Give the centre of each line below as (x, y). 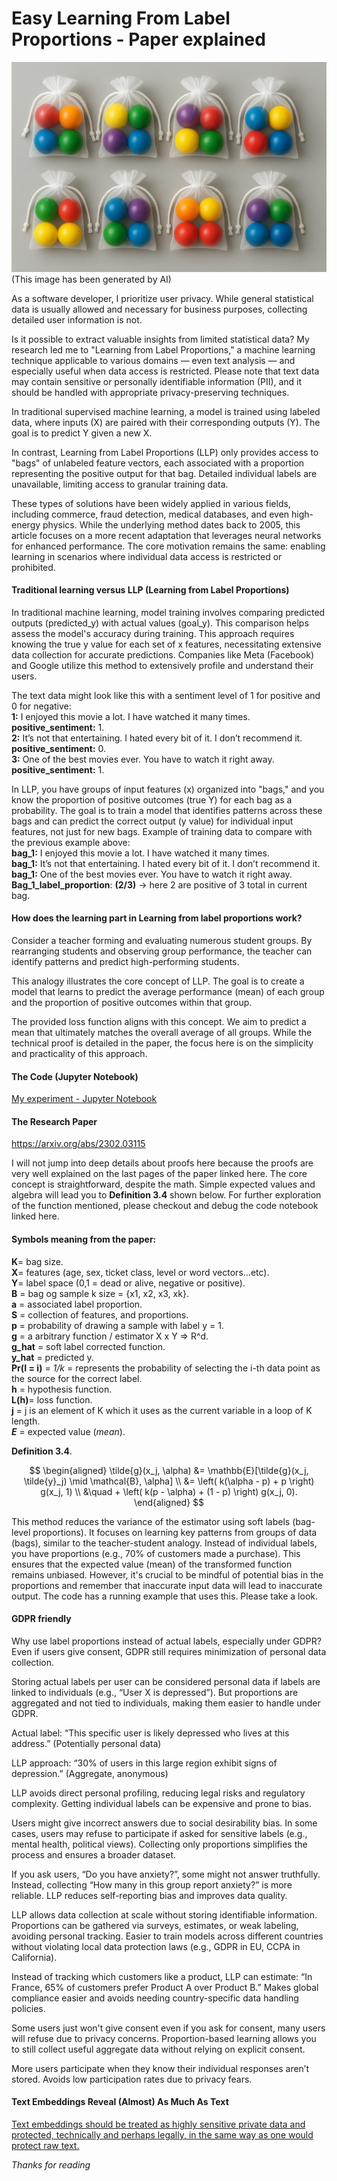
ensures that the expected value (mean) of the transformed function (152, 1564)
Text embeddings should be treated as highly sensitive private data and (158, 2124)
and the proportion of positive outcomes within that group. (132, 1003)
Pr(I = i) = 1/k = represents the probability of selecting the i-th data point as (166, 1368)
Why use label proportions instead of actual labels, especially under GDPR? (166, 1641)
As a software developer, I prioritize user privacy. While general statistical (162, 298)
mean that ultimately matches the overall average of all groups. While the (162, 1033)
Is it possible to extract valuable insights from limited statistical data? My (160, 339)
